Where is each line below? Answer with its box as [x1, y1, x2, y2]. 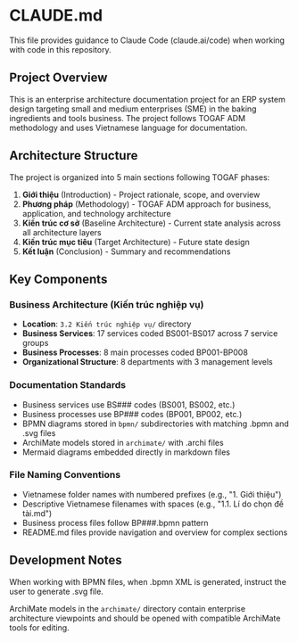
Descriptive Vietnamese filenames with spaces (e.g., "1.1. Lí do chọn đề [21, 498, 284, 509]
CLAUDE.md [9, 5, 103, 26]
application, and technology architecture [21, 208, 171, 218]
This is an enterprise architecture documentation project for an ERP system [9, 94, 286, 104]
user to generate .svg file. [9, 586, 104, 597]
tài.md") [21, 507, 53, 518]
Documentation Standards [9, 379, 127, 391]
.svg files [21, 427, 56, 438]
